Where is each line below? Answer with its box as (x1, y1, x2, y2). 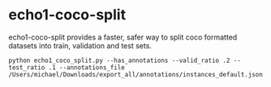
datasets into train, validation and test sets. (8, 40, 153, 50)
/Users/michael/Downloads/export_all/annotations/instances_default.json (8, 70, 264, 78)
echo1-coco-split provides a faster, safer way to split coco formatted (8, 32, 238, 42)
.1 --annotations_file (48, 63, 126, 72)
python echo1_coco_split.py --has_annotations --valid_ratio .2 (8, 56, 230, 64)
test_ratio (8, 63, 45, 72)
